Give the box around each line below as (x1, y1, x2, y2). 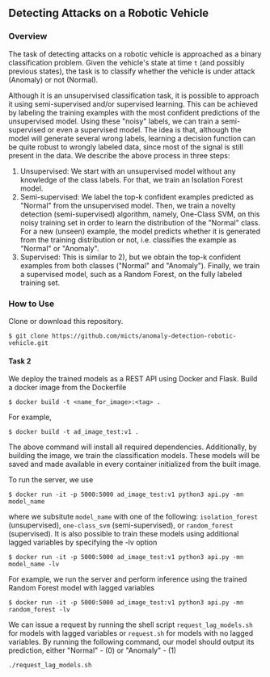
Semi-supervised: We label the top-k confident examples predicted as (19, 191, 255, 201)
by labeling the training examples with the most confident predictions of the (8, 107, 260, 117)
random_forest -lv (8, 606, 70, 614)
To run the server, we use (8, 475, 94, 485)
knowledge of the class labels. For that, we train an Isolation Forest (19, 175, 243, 184)
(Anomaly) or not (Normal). (8, 74, 99, 84)
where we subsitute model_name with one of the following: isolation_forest (8, 512, 259, 522)
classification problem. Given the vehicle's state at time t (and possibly (8, 57, 245, 67)
